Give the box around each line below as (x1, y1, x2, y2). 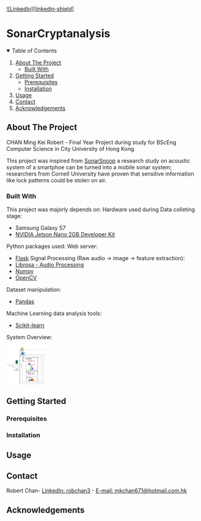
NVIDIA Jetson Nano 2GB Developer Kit (15, 231, 115, 238)
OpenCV (15, 274, 37, 282)
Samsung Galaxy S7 (15, 224, 66, 232)
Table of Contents (12, 47, 57, 54)
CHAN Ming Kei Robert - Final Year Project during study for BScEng (6, 138, 177, 146)
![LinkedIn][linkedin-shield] (6, 6, 75, 12)
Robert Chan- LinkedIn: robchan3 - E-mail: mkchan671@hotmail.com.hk (6, 487, 188, 495)
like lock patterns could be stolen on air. (6, 176, 107, 183)
